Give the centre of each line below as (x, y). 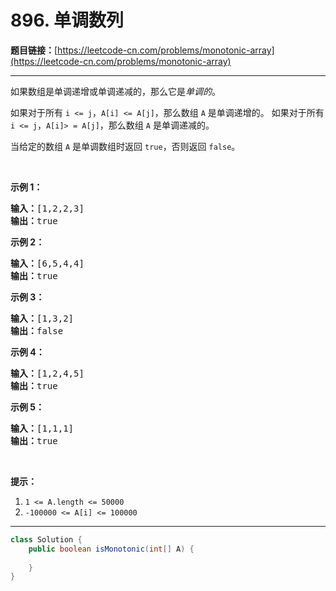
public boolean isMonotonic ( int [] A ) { (111, 549)
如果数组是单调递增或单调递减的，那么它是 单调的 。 (115, 91)
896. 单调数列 (67, 20)
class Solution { (46, 539)
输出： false (37, 330)
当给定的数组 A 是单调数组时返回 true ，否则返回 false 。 (125, 146)
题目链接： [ (34, 50)
